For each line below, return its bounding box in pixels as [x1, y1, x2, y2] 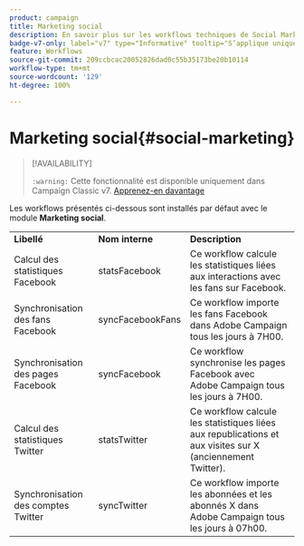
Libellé [14, 232, 43, 245]
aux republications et [189, 427, 280, 440]
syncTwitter [98, 499, 147, 512]
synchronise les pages [189, 356, 286, 368]
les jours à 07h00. [189, 522, 268, 534]
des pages [14, 367, 59, 380]
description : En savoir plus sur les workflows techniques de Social [9, 30, 278, 39]
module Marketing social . [9, 212, 107, 223]
